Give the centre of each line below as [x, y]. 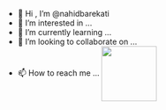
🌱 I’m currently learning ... [64, 32]
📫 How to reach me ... [58, 73]
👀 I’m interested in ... [55, 23]
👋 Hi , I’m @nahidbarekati [64, 14]
